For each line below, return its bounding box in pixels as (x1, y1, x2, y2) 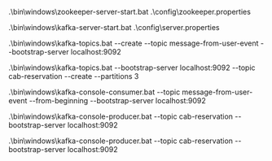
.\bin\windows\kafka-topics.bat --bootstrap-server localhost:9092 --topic (8, 63, 256, 72)
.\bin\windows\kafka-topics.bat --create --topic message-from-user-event (8, 38, 259, 48)
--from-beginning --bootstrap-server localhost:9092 (29, 96, 206, 105)
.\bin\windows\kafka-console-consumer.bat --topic (8, 87, 181, 97)
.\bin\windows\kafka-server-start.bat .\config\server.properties (8, 23, 220, 32)
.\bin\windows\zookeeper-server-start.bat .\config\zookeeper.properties (8, 7, 251, 16)
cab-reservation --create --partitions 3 (8, 72, 139, 80)
